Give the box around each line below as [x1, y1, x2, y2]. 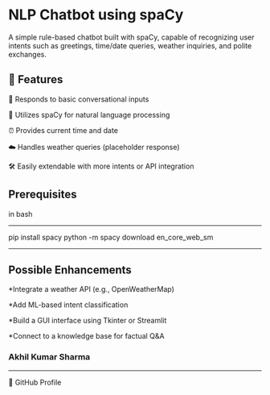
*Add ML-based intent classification [8, 300, 129, 310]
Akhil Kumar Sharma [8, 351, 91, 363]
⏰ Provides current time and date [8, 125, 119, 135]
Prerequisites [8, 188, 77, 202]
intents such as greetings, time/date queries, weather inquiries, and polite [8, 40, 252, 50]
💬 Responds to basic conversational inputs [8, 94, 149, 104]
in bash [8, 209, 33, 218]
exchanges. [8, 49, 47, 59]
